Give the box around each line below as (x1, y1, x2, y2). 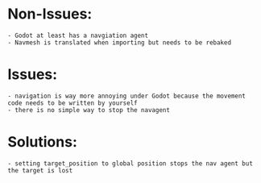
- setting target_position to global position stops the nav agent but (7, 159, 253, 168)
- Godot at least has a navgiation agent (7, 31, 149, 40)
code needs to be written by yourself (7, 98, 138, 107)
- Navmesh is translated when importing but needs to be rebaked (7, 38, 231, 47)
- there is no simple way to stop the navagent (7, 106, 171, 114)
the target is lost (7, 166, 73, 174)
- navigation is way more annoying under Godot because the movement (7, 92, 246, 100)
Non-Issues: (7, 5, 93, 23)
